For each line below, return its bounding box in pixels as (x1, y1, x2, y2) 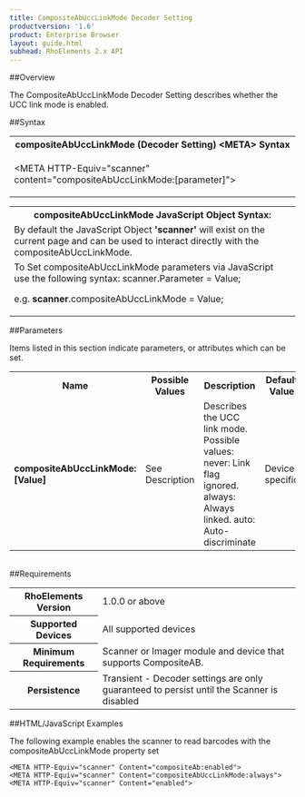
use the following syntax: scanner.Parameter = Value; (14, 272, 241, 285)
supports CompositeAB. (102, 656, 204, 669)
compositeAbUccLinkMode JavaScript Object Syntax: (33, 209, 272, 221)
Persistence (26, 684, 81, 696)
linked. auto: (203, 514, 256, 526)
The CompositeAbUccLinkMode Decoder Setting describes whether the (9, 90, 279, 101)
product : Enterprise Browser (9, 30, 120, 39)
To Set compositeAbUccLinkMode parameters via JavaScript (14, 261, 274, 273)
